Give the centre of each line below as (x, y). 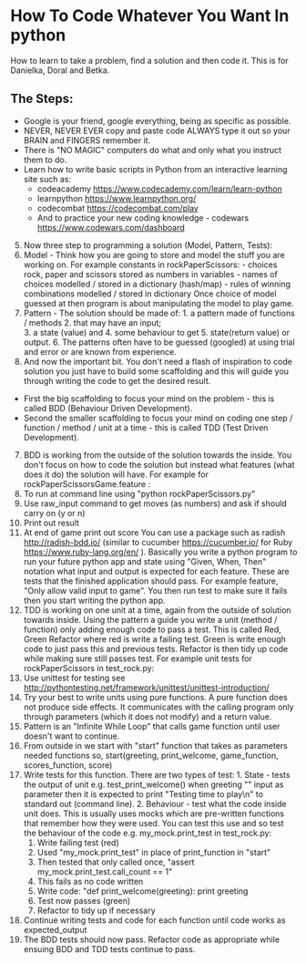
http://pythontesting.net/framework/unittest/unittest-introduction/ (146, 687)
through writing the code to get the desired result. (117, 380)
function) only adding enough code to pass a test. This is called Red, (152, 629)
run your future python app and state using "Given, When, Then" (145, 561)
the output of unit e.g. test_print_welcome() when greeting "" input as (153, 784)
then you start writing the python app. (94, 600)
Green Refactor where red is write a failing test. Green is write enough (154, 638)
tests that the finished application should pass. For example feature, (151, 581)
